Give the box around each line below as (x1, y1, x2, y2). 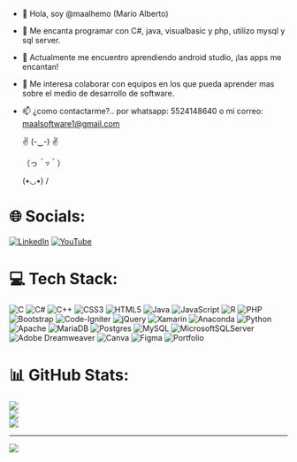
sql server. (21, 35, 61, 45)
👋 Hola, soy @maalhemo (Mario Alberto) (21, 9, 169, 19)
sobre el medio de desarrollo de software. (21, 89, 175, 98)
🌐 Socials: (9, 206, 86, 227)
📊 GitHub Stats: (9, 366, 130, 385)
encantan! (21, 62, 59, 72)
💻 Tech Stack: (9, 269, 118, 289)
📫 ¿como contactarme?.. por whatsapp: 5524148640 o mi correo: (21, 106, 263, 116)
